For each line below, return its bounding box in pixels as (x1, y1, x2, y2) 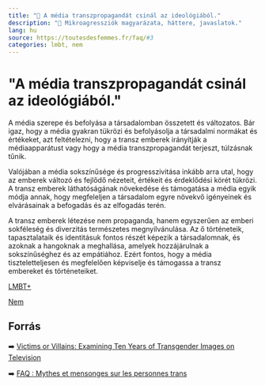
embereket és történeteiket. (8, 267, 99, 276)
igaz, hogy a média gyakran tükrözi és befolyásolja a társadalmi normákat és (8, 127, 258, 136)
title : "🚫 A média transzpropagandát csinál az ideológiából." (8, 11, 221, 20)
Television (8, 353, 42, 362)
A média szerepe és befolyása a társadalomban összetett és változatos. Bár (8, 118, 256, 127)
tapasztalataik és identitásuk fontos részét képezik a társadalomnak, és (8, 233, 240, 242)
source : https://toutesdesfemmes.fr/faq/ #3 (8, 33, 154, 42)
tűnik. (8, 152, 27, 161)
